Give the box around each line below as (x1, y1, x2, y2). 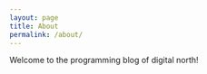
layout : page (9, 13, 59, 23)
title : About (9, 22, 59, 31)
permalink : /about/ (9, 30, 84, 39)
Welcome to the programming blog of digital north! (9, 55, 199, 66)
